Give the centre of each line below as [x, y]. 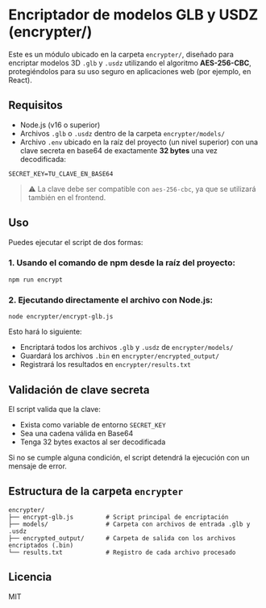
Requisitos [35, 105]
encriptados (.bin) [41, 545]
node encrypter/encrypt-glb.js [61, 317]
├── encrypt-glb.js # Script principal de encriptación [118, 517]
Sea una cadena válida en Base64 [77, 433]
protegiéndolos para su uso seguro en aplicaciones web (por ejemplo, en [130, 71]
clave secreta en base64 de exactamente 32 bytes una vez [118, 150]
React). [20, 80]
